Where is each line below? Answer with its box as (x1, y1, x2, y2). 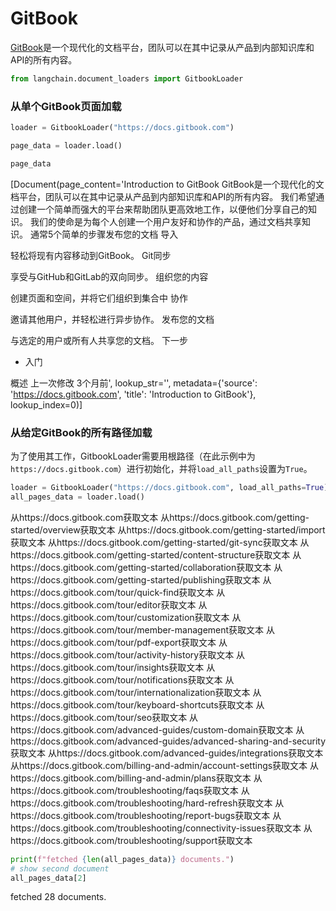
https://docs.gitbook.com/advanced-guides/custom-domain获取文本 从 (10, 723, 305, 736)
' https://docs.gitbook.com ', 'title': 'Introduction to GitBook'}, (10, 388, 257, 400)
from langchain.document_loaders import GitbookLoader (10, 73, 244, 84)
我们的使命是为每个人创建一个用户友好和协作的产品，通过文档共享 (29, 215, 302, 227)
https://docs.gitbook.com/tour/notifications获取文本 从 (10, 673, 235, 686)
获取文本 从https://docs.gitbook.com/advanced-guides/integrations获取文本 (10, 747, 324, 759)
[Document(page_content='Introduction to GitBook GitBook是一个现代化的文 (10, 178, 325, 190)
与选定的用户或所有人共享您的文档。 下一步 (10, 334, 188, 346)
